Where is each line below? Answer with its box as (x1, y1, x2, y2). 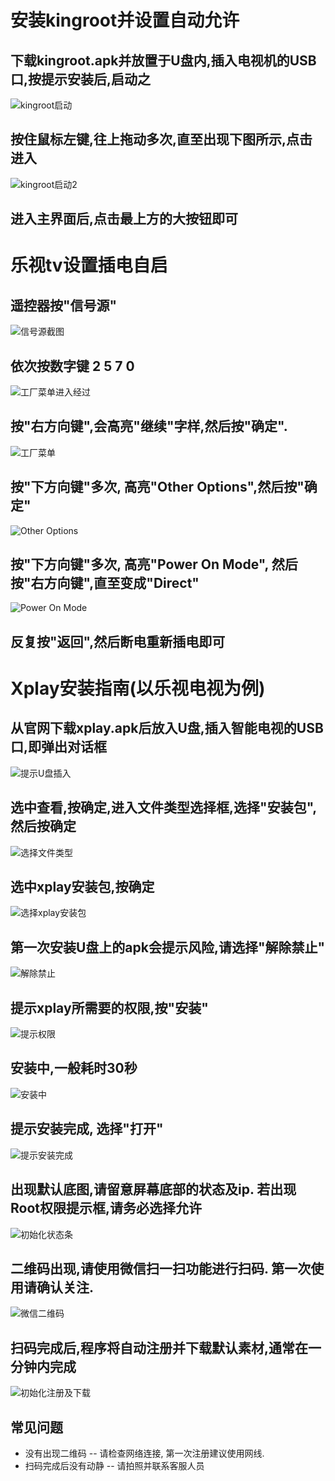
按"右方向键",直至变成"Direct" (10, 575, 200, 592)
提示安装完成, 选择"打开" (10, 1121, 164, 1138)
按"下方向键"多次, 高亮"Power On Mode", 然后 (10, 556, 298, 573)
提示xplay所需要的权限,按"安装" (10, 999, 209, 1016)
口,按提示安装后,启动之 (10, 71, 152, 88)
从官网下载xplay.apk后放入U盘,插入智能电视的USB (10, 720, 324, 737)
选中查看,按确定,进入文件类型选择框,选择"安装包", (10, 799, 318, 816)
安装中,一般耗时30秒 (10, 1060, 138, 1077)
